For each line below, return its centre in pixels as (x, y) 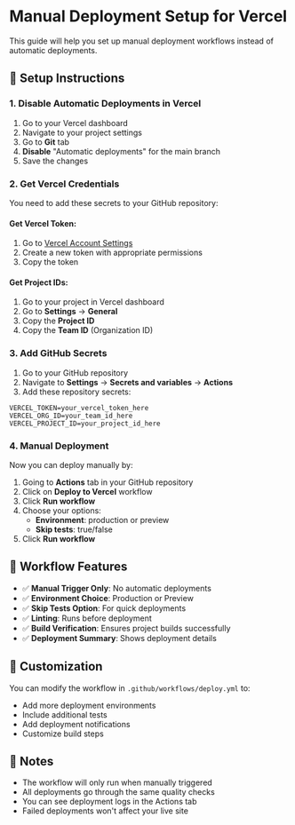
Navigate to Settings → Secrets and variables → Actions (128, 382)
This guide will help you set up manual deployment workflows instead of (141, 41)
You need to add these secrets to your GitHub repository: (114, 202)
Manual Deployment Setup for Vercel (148, 16)
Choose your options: (62, 510)
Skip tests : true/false (74, 529)
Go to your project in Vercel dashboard (93, 302)
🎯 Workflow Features (68, 567)
